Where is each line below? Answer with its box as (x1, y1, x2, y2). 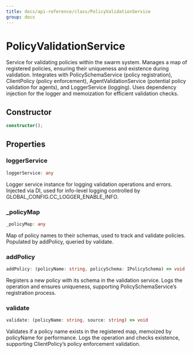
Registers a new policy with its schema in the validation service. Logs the (6, 277, 183, 284)
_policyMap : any (6, 221, 46, 227)
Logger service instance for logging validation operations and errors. (6, 181, 172, 188)
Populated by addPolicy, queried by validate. (6, 238, 114, 245)
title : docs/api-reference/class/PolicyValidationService (6, 8, 151, 15)
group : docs (6, 14, 35, 20)
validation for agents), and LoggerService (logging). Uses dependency (6, 84, 177, 91)
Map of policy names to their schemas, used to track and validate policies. (6, 232, 186, 239)
